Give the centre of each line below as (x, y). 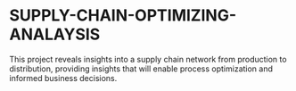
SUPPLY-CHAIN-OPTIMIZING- (123, 16)
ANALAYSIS (55, 34)
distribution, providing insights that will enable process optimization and (141, 69)
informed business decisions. (63, 78)
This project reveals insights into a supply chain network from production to (148, 59)
